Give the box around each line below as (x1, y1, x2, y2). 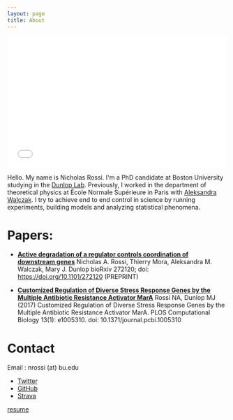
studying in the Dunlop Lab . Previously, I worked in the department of (7, 180, 207, 189)
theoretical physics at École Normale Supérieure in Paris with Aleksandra (7, 188, 217, 196)
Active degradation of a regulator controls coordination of (17, 250, 189, 259)
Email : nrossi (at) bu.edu (7, 363, 79, 372)
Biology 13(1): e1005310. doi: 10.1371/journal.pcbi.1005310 (17, 316, 181, 324)
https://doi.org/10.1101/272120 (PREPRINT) (17, 273, 139, 281)
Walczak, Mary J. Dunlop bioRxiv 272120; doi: (17, 265, 149, 273)
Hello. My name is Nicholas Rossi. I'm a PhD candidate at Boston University (7, 173, 224, 182)
